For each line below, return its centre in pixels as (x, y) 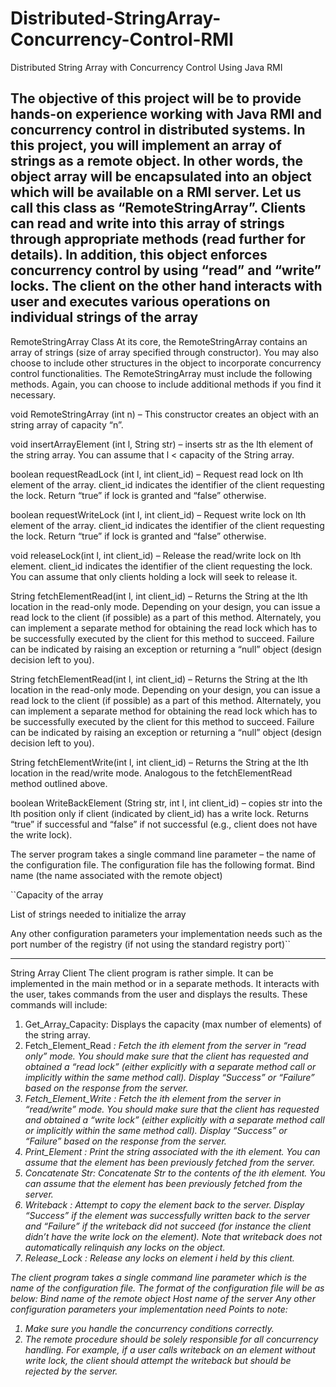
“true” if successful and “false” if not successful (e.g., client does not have (164, 824)
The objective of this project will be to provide (156, 98)
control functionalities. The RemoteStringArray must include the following (161, 373)
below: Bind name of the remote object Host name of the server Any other (163, 1298)
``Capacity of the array (57, 894)
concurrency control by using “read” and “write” (166, 270)
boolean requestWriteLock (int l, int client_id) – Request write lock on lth (158, 514)
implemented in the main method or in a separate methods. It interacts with (165, 983)
